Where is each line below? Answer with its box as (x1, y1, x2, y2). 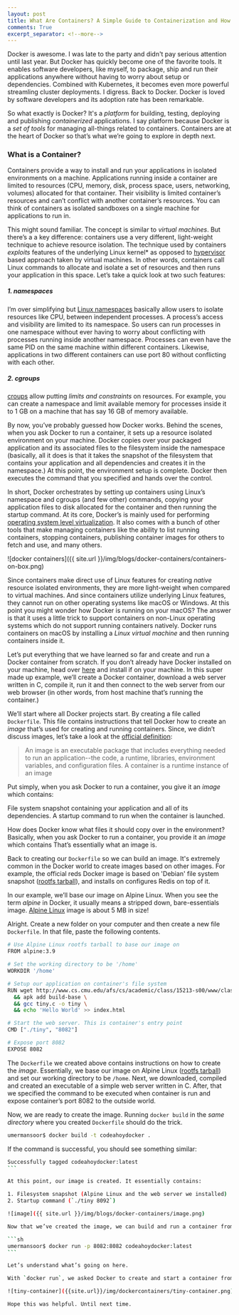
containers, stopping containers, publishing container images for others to (7, 533, 225, 542)
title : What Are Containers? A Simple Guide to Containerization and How (7, 17, 231, 24)
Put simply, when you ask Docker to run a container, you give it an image (7, 783, 221, 791)
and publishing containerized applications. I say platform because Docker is (7, 117, 230, 125)
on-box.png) (7, 562, 44, 571)
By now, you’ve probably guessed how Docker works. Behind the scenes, (7, 421, 223, 430)
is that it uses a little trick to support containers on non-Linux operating (7, 614, 216, 622)
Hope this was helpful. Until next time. (7, 1301, 132, 1308)
